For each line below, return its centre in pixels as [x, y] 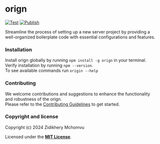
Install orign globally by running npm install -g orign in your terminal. [76, 60]
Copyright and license [32, 117]
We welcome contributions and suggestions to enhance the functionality [78, 94]
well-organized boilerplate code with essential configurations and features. [80, 37]
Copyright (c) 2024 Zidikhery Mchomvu [45, 127]
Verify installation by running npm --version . [49, 65]
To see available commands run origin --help [52, 71]
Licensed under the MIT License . [38, 137]
